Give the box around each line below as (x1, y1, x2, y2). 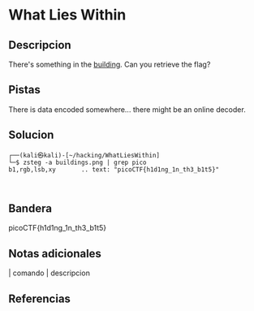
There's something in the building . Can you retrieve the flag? (8, 59, 211, 69)
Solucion (8, 128, 54, 142)
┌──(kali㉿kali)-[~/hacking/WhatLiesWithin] (8, 151, 161, 159)
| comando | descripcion (8, 268, 91, 278)
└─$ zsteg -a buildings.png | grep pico (8, 158, 148, 166)
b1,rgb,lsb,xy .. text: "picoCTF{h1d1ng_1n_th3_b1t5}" (8, 165, 220, 174)
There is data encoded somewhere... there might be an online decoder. (8, 104, 246, 114)
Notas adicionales (8, 246, 101, 261)
